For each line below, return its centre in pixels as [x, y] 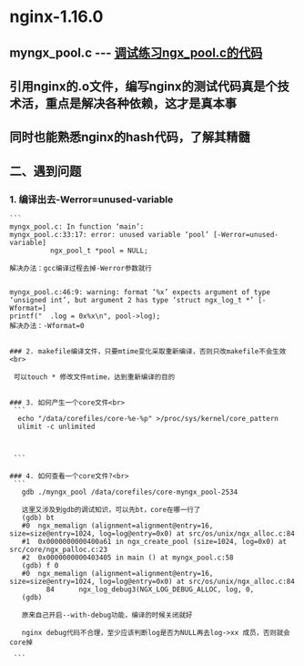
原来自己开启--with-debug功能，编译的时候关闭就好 [107, 615]
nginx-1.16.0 [56, 17]
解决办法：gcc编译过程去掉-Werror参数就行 [81, 269]
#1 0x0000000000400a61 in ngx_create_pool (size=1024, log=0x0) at [154, 542]
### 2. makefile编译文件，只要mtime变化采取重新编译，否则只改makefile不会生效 [148, 352]
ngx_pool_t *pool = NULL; [99, 251]
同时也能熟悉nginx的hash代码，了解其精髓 [130, 137]
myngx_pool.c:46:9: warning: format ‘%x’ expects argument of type [140, 292]
